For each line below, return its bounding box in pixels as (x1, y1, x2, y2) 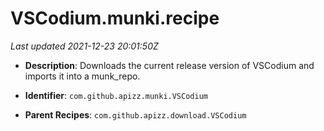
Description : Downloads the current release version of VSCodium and (24, 59, 315, 71)
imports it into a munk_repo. (24, 70, 141, 82)
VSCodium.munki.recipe (10, 7, 220, 30)
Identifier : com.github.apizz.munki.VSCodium (24, 89, 208, 101)
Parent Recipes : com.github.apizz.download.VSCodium (24, 108, 247, 121)
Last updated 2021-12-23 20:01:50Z (10, 40, 159, 52)
